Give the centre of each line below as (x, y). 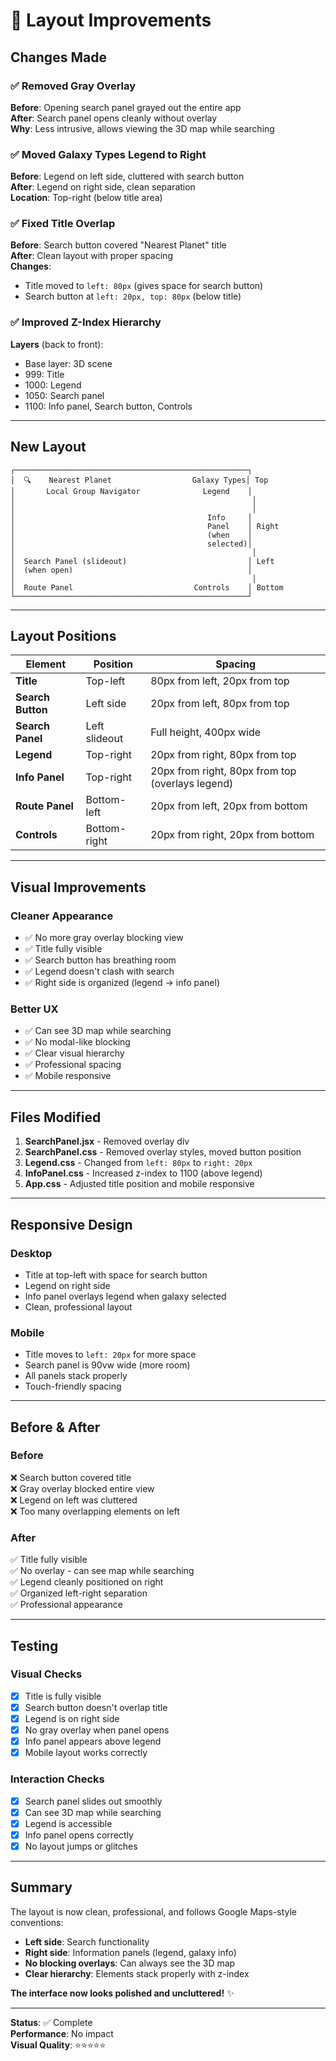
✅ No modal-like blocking (77, 1042)
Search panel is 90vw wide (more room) (107, 1365)
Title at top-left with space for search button (116, 1275)
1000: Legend (53, 385)
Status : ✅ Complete (51, 2022)
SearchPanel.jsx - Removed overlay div (107, 1141)
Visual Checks (46, 1674)
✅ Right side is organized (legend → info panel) (122, 983)
